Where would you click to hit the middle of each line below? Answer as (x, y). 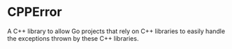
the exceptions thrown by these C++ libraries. (73, 38)
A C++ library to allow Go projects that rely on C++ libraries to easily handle (116, 31)
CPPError (35, 12)
